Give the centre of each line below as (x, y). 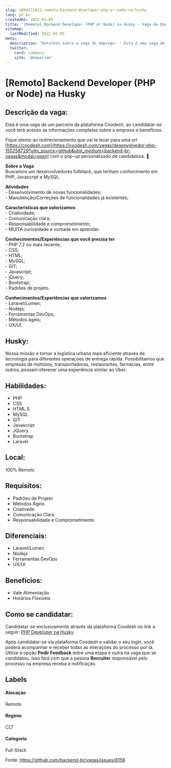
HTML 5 (21, 409)
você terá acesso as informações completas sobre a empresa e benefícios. (84, 130)
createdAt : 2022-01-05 (29, 19)
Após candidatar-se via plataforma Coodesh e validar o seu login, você (80, 642)
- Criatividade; (20, 213)
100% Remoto (20, 470)
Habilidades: (26, 386)
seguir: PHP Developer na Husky (39, 632)
